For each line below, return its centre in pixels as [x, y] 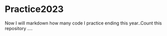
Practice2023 [34, 9]
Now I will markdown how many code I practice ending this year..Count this [83, 23]
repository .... [19, 28]
